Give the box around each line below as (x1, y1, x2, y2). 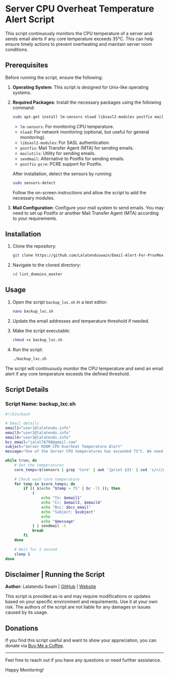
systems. (12, 89, 32, 96)
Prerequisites (5, 61, 48, 69)
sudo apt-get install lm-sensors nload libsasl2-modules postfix (12, 114, 152, 119)
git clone (12, 253, 34, 258)
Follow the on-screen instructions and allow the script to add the (12, 189, 147, 195)
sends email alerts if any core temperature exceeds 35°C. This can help (5, 36, 154, 42)
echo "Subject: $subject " (41, 509, 96, 514)
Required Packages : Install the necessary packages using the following (12, 99, 161, 105)
